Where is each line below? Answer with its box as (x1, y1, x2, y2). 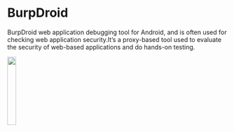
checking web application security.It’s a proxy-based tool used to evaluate (7, 35, 222, 43)
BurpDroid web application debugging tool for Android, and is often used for (7, 28, 227, 36)
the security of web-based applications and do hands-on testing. (7, 43, 195, 51)
